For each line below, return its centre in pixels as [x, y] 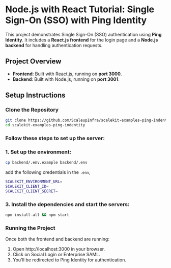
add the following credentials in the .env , [48, 172]
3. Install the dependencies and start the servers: [67, 204]
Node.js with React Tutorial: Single [80, 9]
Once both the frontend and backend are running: [57, 239]
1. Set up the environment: [38, 152]
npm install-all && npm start [37, 215]
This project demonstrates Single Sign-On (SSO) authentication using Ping [83, 34]
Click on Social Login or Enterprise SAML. [56, 255]
